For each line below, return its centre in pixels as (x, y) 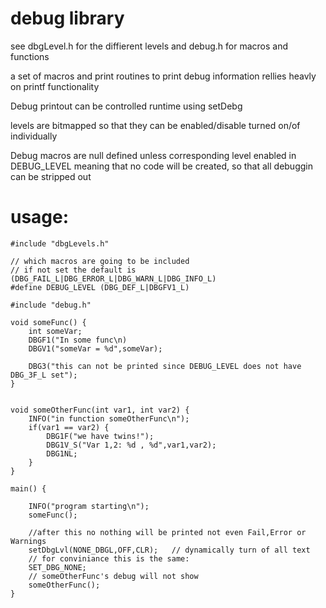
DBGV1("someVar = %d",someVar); (95, 348)
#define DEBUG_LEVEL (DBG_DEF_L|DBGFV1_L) (100, 287)
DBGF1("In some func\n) (78, 340)
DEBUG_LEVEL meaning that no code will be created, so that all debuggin (161, 166)
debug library (67, 18)
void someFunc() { (48, 322)
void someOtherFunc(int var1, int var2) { (100, 410)
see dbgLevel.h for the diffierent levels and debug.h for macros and (149, 46)
